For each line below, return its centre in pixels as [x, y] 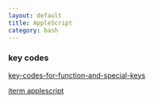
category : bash [33, 30]
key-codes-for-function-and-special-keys [77, 75]
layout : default [35, 15]
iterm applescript [36, 90]
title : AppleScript [40, 23]
